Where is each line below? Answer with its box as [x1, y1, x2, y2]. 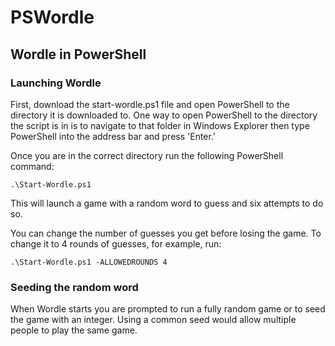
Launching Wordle [10, 76, 102, 90]
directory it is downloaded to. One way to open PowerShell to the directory [10, 109, 318, 121]
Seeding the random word [10, 280, 139, 294]
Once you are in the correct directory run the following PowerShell [10, 149, 284, 161]
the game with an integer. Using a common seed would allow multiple [10, 314, 297, 326]
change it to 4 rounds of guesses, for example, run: [10, 237, 222, 250]
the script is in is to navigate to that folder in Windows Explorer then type [10, 119, 310, 131]
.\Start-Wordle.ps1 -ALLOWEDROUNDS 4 [10, 257, 168, 267]
